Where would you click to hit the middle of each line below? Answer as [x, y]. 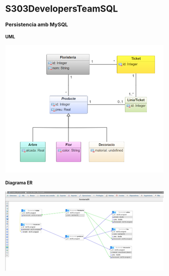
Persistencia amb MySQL [37, 25]
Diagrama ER [19, 183]
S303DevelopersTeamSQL [62, 9]
